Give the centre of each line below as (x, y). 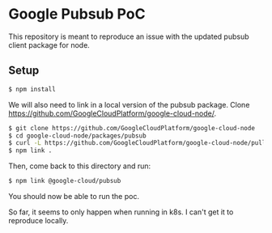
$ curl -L (25, 143)
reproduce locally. (38, 220)
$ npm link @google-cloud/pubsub (65, 181)
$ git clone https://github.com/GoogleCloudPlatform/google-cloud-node (132, 128)
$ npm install (32, 89)
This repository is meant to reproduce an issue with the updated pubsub (129, 36)
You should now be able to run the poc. (74, 196)
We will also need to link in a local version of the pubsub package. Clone (129, 104)
